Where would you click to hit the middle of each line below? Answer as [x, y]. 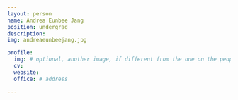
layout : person [30, 14]
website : [27, 72]
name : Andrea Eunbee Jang [45, 20]
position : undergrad [38, 27]
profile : [20, 53]
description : [27, 33]
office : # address [41, 79]
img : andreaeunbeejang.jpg [47, 40]
